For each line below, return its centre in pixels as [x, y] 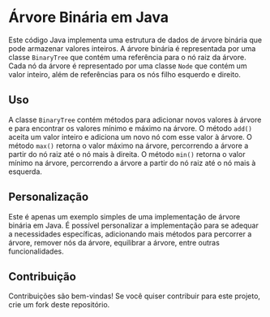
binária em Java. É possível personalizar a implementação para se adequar [134, 225]
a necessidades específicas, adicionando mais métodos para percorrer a [130, 234]
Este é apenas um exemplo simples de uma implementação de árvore [124, 216]
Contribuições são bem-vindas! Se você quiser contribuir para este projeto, [135, 296]
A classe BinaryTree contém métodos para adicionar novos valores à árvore [135, 119]
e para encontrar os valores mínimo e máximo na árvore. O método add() [131, 128]
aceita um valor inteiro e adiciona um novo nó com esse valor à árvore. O [131, 137]
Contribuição [43, 276]
